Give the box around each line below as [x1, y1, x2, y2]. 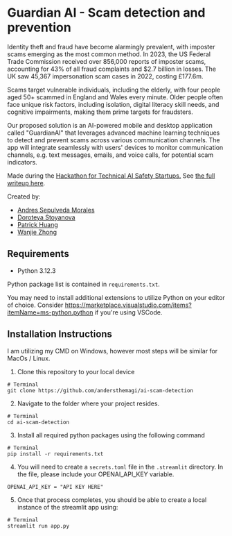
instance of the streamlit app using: [17, 503, 118, 511]
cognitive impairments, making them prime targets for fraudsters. [7, 108, 194, 116]
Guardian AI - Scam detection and [7, 5, 206, 21]
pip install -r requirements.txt [7, 450, 104, 458]
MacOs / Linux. [7, 354, 51, 362]
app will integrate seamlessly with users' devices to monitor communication [7, 143, 224, 151]
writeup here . [7, 178, 46, 187]
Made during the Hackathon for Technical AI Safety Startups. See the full [7, 171, 215, 180]
